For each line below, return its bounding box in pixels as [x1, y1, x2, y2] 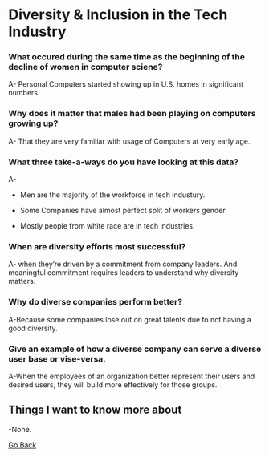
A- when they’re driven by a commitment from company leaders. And [8, 259, 238, 269]
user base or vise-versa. [8, 353, 106, 364]
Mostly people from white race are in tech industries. [19, 221, 195, 231]
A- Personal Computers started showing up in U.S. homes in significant [8, 79, 243, 89]
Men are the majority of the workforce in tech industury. [19, 190, 206, 200]
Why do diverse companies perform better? [8, 297, 183, 308]
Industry [8, 22, 67, 41]
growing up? [8, 118, 59, 129]
